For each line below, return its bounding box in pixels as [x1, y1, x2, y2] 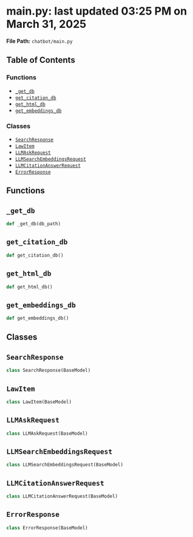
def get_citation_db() [6, 252, 64, 258]
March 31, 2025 [6, 17, 87, 31]
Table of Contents [6, 55, 76, 65]
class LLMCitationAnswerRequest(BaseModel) [6, 493, 118, 500]
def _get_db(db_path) [6, 221, 61, 227]
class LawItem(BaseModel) [6, 399, 72, 405]
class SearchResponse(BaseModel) [6, 367, 91, 374]
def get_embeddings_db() [6, 315, 69, 321]
